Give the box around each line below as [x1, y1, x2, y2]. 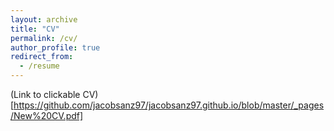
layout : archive [10, 14, 78, 25]
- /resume [19, 61, 60, 71]
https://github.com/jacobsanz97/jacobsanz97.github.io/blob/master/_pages [13, 99, 325, 111]
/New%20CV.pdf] [10, 110, 84, 121]
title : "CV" [10, 24, 60, 34]
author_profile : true [10, 42, 101, 53]
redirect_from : [10, 52, 74, 62]
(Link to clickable [10, 89, 81, 100]
